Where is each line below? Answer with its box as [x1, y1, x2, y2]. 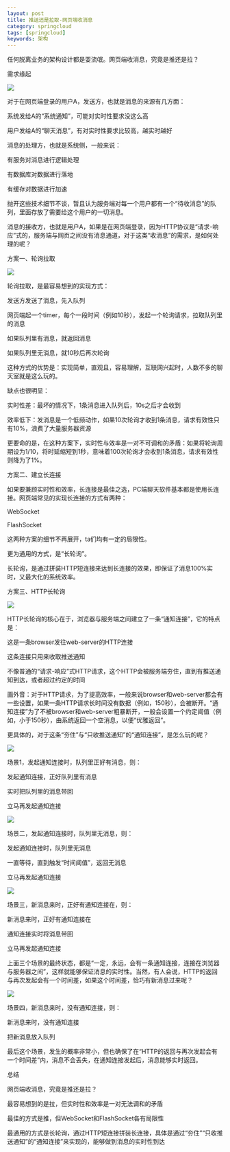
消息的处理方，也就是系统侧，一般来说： [7, 141, 121, 150]
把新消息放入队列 [7, 1033, 55, 1041]
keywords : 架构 [7, 36, 49, 43]
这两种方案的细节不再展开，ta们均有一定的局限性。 [7, 535, 151, 543]
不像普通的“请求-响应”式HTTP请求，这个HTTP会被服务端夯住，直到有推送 [7, 667, 216, 676]
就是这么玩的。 [18, 372, 62, 380]
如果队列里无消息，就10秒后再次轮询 [7, 349, 110, 357]
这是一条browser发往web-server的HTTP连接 [7, 638, 133, 646]
